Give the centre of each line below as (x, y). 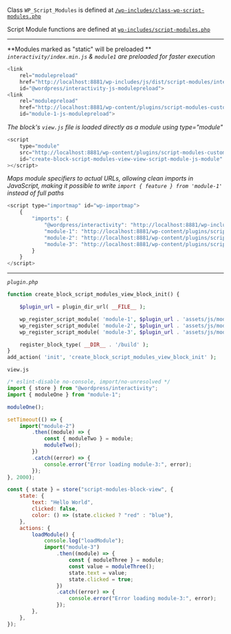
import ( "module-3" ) (71, 547)
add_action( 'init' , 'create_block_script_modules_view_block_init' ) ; (112, 358)
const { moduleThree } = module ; (117, 560)
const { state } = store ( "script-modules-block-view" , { (90, 490)
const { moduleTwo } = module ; (89, 439)
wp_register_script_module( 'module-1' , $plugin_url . (100, 319)
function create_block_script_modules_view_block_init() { (93, 295)
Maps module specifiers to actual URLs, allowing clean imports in (100, 178)
